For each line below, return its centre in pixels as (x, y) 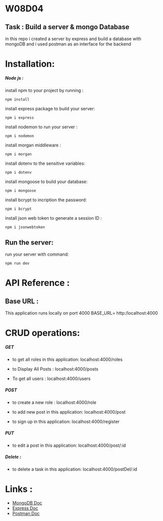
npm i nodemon (20, 136)
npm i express (20, 118)
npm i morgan (18, 154)
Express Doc (25, 508)
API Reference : (37, 283)
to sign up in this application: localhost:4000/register (66, 422)
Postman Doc (26, 513)
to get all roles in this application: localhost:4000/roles (67, 360)
